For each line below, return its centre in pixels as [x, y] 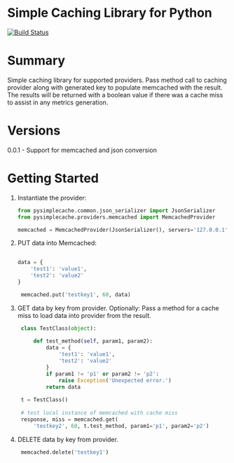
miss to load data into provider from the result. [84, 315]
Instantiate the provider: [52, 198]
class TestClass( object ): [58, 328]
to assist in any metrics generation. [58, 102]
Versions [34, 131]
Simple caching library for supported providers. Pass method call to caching [117, 80]
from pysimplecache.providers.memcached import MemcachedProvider [116, 217]
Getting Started [53, 178]
